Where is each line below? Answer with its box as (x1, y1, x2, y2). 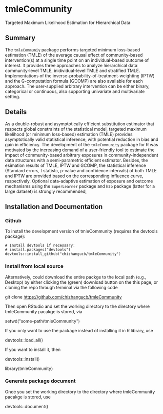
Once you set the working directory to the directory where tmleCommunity (5, 389, 155, 394)
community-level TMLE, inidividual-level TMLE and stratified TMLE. (5, 68, 140, 73)
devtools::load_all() (5, 337, 43, 343)
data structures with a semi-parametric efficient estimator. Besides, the (5, 157, 148, 163)
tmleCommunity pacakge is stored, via (5, 308, 82, 314)
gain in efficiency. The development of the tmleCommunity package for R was (5, 141, 159, 147)
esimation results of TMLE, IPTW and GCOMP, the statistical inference (5, 162, 146, 168)
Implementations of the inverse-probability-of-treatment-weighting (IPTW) (5, 72, 155, 79)
